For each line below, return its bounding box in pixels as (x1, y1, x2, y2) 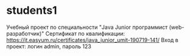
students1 (6, 4, 57, 17)
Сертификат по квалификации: (45, 30, 125, 37)
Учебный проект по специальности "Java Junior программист (6, 23, 168, 31)
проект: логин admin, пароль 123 (6, 43, 91, 50)
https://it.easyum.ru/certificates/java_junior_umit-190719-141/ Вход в (6, 36, 178, 43)
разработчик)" (6, 30, 44, 37)
